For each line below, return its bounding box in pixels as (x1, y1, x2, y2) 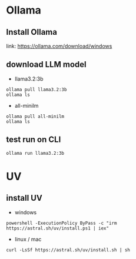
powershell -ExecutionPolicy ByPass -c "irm (6, 220, 117, 226)
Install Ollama (6, 27, 58, 37)
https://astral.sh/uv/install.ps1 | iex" (6, 225, 110, 231)
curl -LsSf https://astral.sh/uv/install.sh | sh (6, 247, 131, 253)
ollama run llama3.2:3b (6, 150, 65, 156)
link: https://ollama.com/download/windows (6, 42, 112, 49)
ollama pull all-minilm (6, 113, 65, 119)
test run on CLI (6, 135, 61, 145)
